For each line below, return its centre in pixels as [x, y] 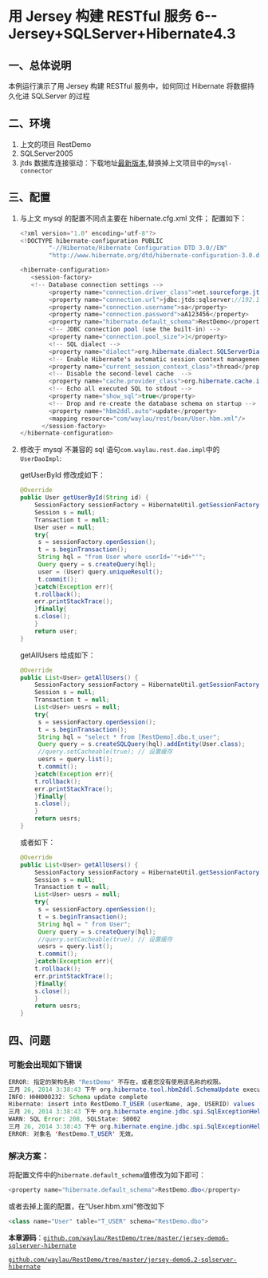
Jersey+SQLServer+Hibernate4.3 [122, 34]
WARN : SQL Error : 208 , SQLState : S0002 [75, 1119]
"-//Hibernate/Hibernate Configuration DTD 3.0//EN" [138, 248]
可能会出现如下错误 [45, 1065]
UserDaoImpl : [41, 458]
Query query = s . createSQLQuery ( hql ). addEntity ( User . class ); [142, 744]
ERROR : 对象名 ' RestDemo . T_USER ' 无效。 [73, 1134]
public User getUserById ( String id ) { [84, 498]
